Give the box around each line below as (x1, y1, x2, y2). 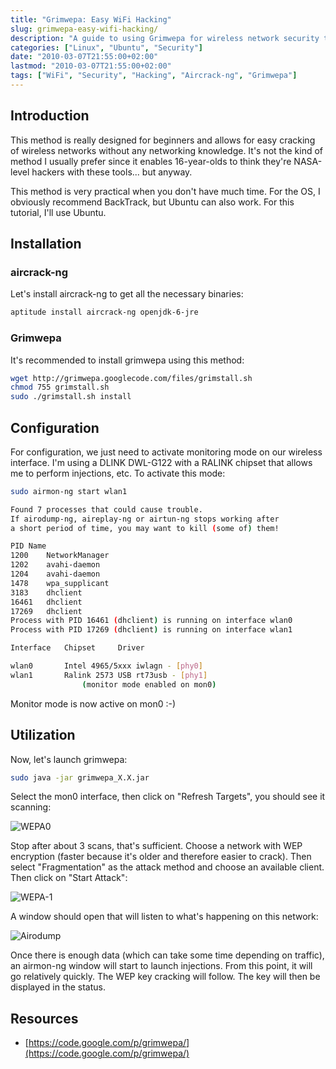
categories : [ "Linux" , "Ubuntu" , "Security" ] (10, 42, 203, 53)
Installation (10, 236, 82, 253)
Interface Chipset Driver (10, 643, 145, 653)
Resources (10, 1010, 79, 1027)
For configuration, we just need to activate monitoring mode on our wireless (10, 446, 323, 458)
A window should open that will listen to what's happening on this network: (10, 911, 319, 923)
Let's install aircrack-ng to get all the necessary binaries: (10, 288, 244, 300)
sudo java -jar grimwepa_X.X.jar (10, 772, 150, 783)
